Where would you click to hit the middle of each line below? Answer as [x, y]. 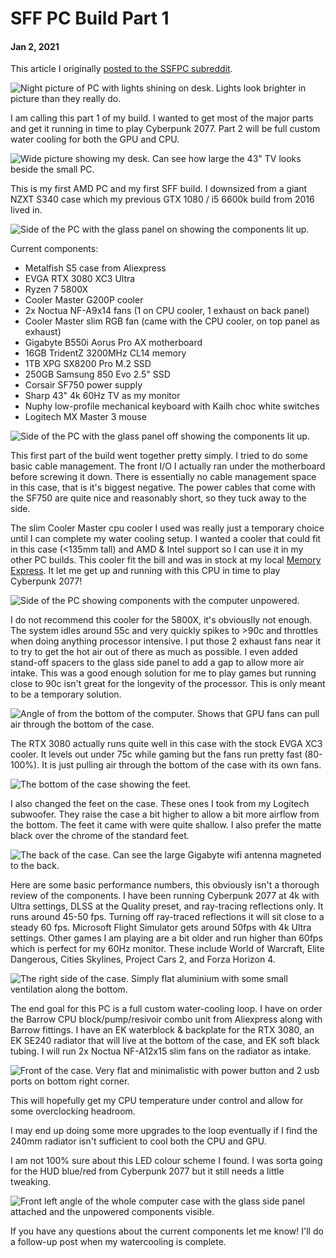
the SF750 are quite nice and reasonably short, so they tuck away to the [158, 498]
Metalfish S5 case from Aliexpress [95, 268]
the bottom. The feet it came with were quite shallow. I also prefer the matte [166, 825]
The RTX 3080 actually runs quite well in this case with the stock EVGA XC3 [166, 744]
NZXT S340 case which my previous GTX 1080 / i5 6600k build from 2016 [162, 199]
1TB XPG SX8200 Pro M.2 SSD [88, 364]
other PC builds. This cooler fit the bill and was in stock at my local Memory [166, 560]
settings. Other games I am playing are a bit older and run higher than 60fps [166, 938]
